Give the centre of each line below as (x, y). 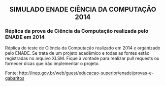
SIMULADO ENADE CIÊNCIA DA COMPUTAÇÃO (83, 10)
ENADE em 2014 (25, 37)
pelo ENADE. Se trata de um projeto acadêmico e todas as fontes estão (77, 53)
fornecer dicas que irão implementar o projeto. (52, 63)
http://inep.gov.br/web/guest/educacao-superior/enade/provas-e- (86, 73)
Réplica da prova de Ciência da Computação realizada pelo (77, 31)
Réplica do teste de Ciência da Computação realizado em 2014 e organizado (83, 48)
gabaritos (15, 78)
